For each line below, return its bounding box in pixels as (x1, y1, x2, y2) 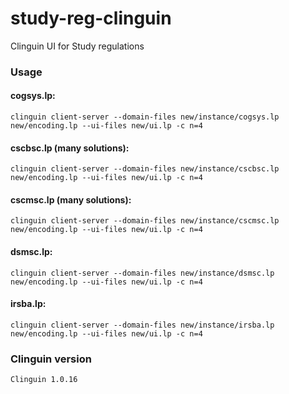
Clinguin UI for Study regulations (10, 40, 145, 52)
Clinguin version (10, 352, 92, 366)
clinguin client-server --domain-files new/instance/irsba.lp (10, 320, 275, 330)
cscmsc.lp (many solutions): (10, 193, 132, 206)
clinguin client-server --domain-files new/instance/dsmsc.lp (10, 268, 275, 278)
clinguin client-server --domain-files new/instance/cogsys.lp (10, 112, 280, 122)
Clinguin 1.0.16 (10, 375, 78, 385)
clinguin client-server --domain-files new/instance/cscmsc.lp (10, 216, 280, 226)
